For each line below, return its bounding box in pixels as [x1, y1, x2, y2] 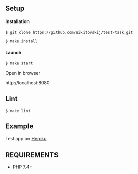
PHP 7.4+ [12, 164, 33, 170]
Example [5, 122, 34, 130]
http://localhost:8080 [5, 79, 50, 86]
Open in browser [5, 70, 41, 76]
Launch [5, 50, 22, 56]
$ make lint [5, 108, 31, 113]
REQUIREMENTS [5, 150, 59, 159]
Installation [5, 18, 30, 25]
